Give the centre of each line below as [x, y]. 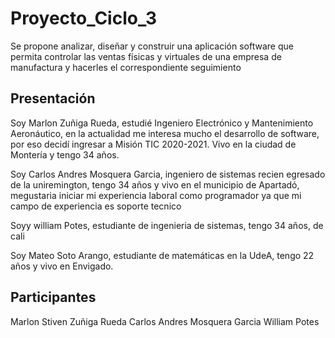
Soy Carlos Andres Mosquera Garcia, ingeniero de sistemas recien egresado [168, 174]
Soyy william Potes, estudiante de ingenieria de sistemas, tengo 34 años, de [167, 225]
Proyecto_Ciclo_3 [84, 18]
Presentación [53, 98]
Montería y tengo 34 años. [65, 154]
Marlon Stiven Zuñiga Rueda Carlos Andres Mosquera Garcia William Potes [165, 321]
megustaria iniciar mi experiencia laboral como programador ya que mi [156, 195]
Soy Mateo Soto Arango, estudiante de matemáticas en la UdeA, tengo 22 [162, 255]
